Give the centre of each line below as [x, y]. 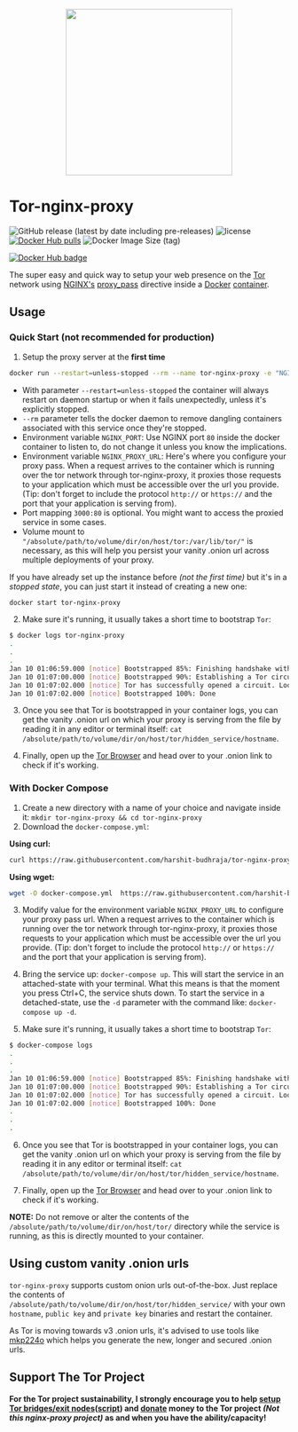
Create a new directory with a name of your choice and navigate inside [151, 807]
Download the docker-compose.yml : [85, 826]
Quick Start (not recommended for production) [112, 337]
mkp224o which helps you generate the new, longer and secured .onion [141, 1340]
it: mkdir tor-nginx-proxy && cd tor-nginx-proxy [112, 817]
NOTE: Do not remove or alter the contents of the [99, 1217]
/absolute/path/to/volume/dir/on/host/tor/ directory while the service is [145, 1227]
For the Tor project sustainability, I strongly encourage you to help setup [145, 1398]
